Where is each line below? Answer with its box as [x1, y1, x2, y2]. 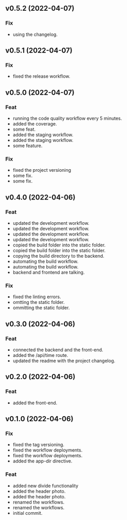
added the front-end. [12, 400, 58, 406]
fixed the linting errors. [12, 294, 61, 300]
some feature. [12, 142, 43, 149]
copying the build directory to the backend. [12, 253, 104, 259]
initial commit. [12, 510, 43, 516]
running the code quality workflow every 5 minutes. [12, 115, 122, 121]
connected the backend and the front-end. [12, 347, 104, 353]
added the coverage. [12, 121, 58, 127]
